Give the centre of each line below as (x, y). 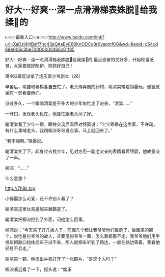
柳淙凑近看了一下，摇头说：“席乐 (39, 269)
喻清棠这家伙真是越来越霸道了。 (37, 209)
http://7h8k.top (20, 188)
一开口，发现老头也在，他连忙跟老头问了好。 (50, 113)
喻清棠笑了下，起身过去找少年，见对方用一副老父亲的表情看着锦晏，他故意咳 (82, 151)
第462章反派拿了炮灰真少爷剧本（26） (44, 76)
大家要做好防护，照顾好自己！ (44, 66)
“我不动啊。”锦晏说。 (25, 140)
